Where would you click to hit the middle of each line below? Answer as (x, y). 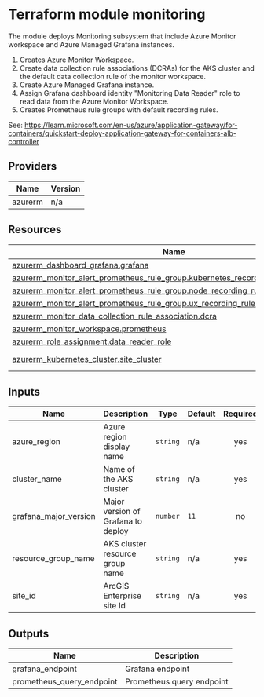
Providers (33, 166)
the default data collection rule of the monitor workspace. (113, 76)
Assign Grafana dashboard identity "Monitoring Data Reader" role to (130, 93)
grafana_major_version (54, 516)
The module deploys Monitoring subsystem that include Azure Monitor (123, 36)
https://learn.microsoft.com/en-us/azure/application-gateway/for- (131, 125)
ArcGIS (116, 586)
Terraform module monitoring (107, 15)
